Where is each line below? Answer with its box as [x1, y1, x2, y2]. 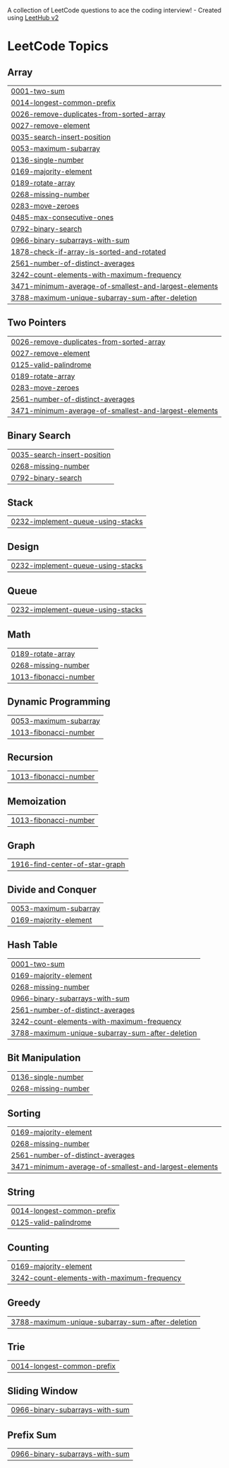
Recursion [7, 751, 54, 763]
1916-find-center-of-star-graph [11, 859, 125, 869]
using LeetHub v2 [7, 13, 59, 22]
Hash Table [7, 939, 58, 951]
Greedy [7, 1297, 41, 1309]
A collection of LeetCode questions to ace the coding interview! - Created [7, 6, 222, 14]
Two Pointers [7, 317, 67, 329]
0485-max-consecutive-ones [11, 213, 114, 222]
